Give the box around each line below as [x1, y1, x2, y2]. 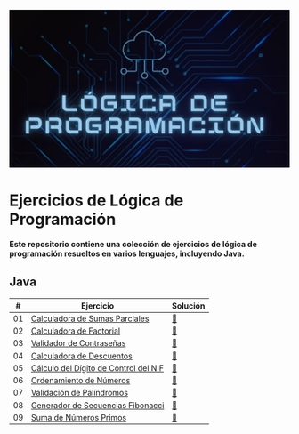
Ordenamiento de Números [30, 375, 131, 386]
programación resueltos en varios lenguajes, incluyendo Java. [9, 248, 245, 259]
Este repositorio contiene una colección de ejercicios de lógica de [9, 239, 258, 250]
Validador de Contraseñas [30, 338, 126, 349]
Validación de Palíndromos [30, 388, 129, 398]
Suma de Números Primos [30, 412, 127, 422]
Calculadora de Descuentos [30, 350, 133, 361]
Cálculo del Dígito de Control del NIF [30, 362, 165, 374]
